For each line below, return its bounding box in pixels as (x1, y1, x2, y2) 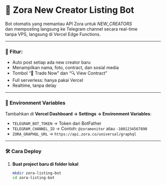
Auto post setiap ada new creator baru (12, 59, 91, 66)
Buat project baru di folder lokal (12, 161, 79, 167)
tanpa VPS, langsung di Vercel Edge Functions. (5, 31, 101, 37)
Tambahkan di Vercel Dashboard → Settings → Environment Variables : (5, 111, 152, 116)
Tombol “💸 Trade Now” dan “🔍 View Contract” (12, 70, 108, 76)
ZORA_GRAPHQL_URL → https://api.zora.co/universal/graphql (12, 131, 137, 137)
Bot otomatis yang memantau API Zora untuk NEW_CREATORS (5, 21, 132, 27)
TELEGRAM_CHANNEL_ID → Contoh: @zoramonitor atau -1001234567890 (12, 125, 147, 131)
